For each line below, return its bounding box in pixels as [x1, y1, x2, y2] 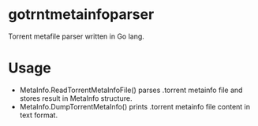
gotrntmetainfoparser [8, 6, 155, 24]
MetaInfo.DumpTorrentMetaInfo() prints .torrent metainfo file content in [19, 102, 251, 111]
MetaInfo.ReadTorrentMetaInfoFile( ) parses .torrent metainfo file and [19, 85, 243, 94]
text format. [19, 110, 58, 120]
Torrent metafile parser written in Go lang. [8, 31, 144, 41]
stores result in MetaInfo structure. [19, 93, 133, 103]
